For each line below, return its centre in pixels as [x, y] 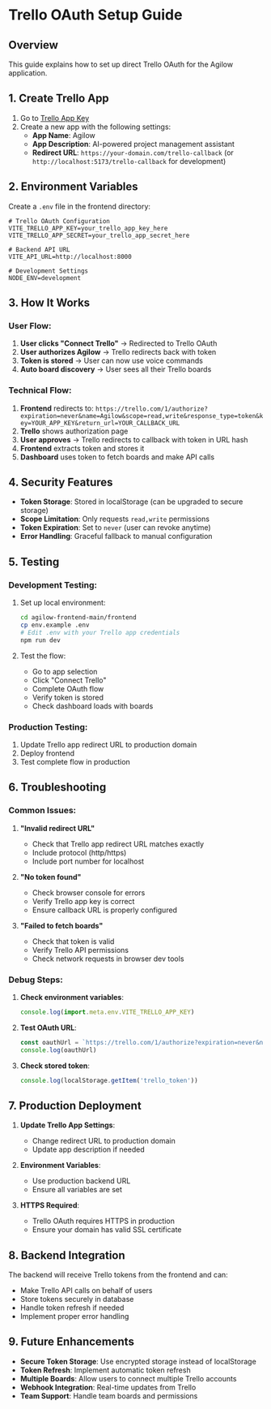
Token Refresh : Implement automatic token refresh [106, 1370]
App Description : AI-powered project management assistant [133, 144]
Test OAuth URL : [48, 1028]
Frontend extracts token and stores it [82, 448]
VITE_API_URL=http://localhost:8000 [70, 256]
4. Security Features [61, 482]
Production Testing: [48, 726]
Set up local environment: [63, 603]
